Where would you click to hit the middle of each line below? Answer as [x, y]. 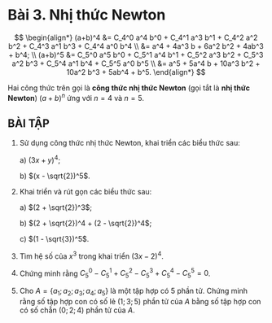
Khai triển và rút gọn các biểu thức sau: [86, 192]
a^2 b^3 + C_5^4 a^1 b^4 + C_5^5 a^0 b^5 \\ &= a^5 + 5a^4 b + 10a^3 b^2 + [136, 63]
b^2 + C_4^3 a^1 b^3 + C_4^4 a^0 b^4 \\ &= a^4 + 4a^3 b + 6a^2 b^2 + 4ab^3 [136, 46]
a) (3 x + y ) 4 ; [40, 159]
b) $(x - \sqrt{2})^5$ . [55, 176]
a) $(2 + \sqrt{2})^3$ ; [56, 207]
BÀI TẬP [29, 123]
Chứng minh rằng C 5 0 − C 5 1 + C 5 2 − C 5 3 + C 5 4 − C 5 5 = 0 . [115, 273]
